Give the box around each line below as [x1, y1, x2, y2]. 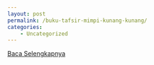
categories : [7, 23, 43, 30]
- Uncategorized [20, 30, 69, 37]
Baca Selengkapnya [7, 49, 66, 58]
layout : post [7, 10, 46, 18]
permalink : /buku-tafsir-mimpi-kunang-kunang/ [7, 17, 148, 24]
